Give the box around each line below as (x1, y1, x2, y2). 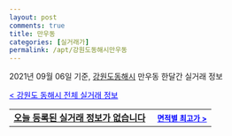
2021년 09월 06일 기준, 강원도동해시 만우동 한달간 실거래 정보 (9, 72, 223, 82)
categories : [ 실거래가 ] (9, 37, 90, 47)
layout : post (9, 12, 58, 22)
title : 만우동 (9, 29, 56, 38)
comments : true (9, 21, 66, 30)
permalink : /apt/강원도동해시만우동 (9, 46, 128, 55)
